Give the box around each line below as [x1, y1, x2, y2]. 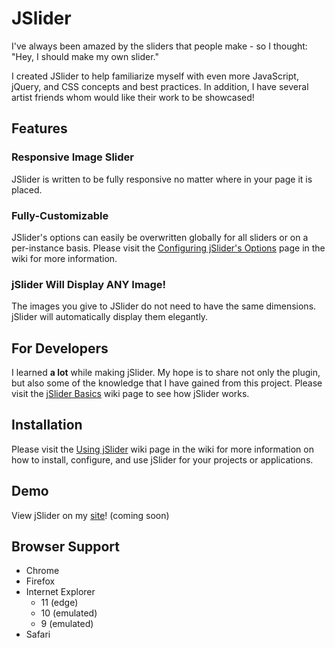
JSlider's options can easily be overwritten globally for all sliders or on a [11, 231, 309, 243]
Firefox [25, 575, 56, 587]
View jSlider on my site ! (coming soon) [11, 509, 170, 521]
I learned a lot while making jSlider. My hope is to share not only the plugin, [11, 367, 321, 379]
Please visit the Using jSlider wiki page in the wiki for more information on [11, 443, 314, 455]
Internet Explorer [25, 586, 96, 598]
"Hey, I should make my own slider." [11, 50, 159, 62]
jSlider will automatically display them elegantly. [11, 311, 209, 323]
